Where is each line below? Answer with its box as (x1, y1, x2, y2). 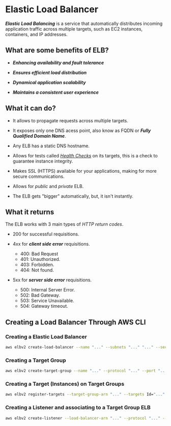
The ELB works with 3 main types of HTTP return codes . (5, 221, 124, 227)
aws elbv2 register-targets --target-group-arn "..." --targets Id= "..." (5, 392, 165, 397)
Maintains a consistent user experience (12, 89, 99, 95)
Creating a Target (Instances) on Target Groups (5, 381, 125, 388)
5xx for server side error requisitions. (12, 277, 92, 283)
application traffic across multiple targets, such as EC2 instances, (5, 25, 143, 32)
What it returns (5, 207, 54, 216)
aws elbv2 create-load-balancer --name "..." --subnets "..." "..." (5, 345, 154, 350)
